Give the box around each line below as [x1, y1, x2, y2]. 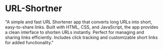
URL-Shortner [5, 3, 62, 14]
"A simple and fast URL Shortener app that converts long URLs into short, [5, 19, 152, 25]
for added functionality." [5, 39, 54, 45]
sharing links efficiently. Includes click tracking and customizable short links [5, 34, 158, 40]
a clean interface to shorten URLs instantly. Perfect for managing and [5, 29, 144, 35]
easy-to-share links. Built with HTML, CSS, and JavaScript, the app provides [5, 24, 159, 30]
